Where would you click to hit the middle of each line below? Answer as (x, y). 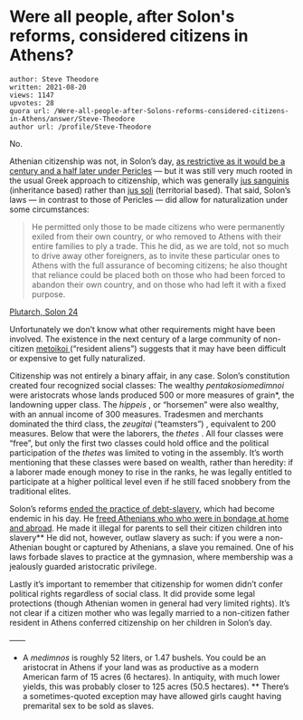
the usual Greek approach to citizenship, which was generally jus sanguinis (149, 180)
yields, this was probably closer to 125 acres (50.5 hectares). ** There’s (156, 686)
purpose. (48, 294)
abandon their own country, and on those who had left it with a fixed (159, 284)
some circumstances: (49, 209)
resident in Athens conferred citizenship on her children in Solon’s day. (141, 622)
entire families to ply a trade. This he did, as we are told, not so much (160, 245)
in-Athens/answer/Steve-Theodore (72, 119)
